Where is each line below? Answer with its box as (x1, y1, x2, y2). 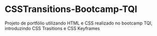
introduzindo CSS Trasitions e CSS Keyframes (5, 25, 100, 31)
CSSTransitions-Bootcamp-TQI (5, 3, 137, 15)
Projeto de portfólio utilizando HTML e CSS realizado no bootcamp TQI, (5, 20, 153, 26)
